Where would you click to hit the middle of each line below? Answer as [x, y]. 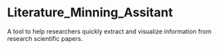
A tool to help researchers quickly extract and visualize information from [109, 31]
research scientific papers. [45, 38]
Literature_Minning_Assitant [90, 13]
